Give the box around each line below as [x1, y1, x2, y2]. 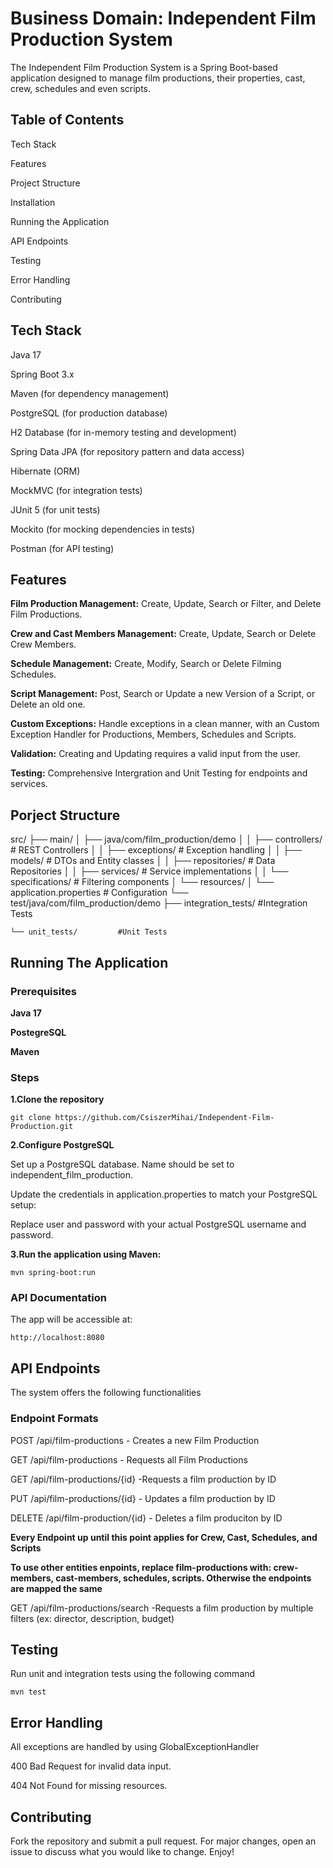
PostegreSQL [10, 1026, 67, 1038]
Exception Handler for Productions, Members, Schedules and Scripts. [10, 728, 297, 741]
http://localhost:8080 [10, 1333, 105, 1343]
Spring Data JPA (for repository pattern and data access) [10, 445, 245, 457]
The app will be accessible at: [10, 1313, 133, 1326]
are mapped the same [10, 1582, 103, 1594]
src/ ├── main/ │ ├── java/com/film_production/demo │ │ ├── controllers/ [10, 833, 323, 846]
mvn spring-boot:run [10, 1268, 97, 1278]
